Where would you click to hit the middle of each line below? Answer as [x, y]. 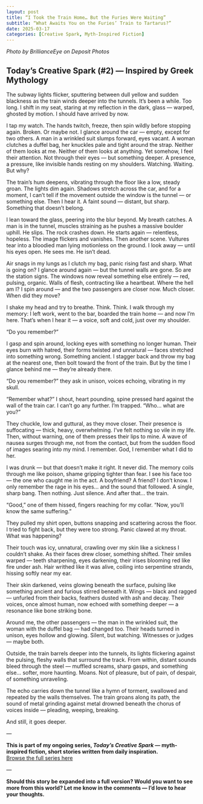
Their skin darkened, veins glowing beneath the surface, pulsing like [91, 585]
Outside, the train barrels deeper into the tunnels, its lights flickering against [101, 653]
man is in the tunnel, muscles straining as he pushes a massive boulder [95, 226]
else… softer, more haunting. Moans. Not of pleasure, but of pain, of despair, [101, 672]
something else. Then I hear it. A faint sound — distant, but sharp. [88, 201]
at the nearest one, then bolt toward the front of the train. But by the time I [98, 363]
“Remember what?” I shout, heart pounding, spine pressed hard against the [100, 399]
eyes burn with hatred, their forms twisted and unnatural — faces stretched [100, 350]
